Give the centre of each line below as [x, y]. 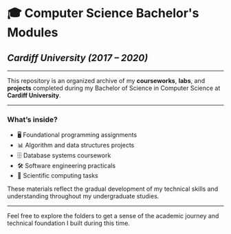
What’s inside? [33, 119]
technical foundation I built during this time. [69, 223]
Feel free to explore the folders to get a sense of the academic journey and [113, 216]
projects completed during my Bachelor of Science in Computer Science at [114, 88]
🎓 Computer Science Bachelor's [103, 13]
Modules [33, 33]
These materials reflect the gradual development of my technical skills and [113, 189]
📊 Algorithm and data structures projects [76, 145]
